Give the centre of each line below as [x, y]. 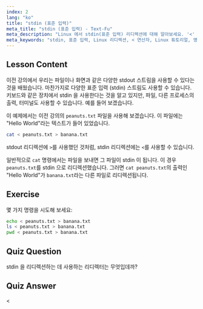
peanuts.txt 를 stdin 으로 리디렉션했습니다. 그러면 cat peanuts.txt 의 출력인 [97, 167]
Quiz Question [34, 251]
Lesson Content [37, 65]
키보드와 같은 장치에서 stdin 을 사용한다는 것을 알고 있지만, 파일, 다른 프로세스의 [100, 95]
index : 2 [17, 12]
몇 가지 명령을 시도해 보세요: [39, 210]
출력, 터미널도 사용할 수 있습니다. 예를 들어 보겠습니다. [70, 102]
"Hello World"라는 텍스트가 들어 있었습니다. [58, 123]
